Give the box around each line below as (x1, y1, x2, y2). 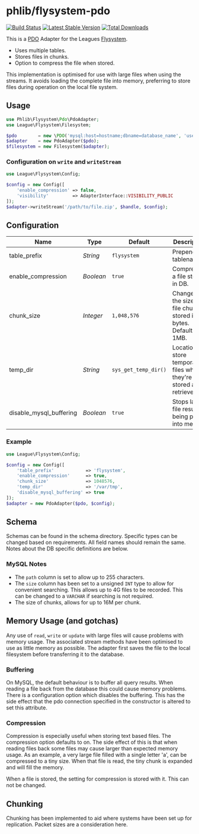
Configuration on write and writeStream (6, 158, 121, 166)
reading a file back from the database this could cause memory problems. (6, 685, 187, 692)
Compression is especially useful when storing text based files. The (6, 733, 172, 740)
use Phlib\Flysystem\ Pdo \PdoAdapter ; (6, 116, 99, 122)
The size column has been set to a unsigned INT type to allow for (14, 580, 174, 587)
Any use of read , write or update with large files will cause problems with (6, 632, 184, 639)
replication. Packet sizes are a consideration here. (6, 820, 129, 828)
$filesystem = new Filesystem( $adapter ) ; (6, 144, 110, 149)
